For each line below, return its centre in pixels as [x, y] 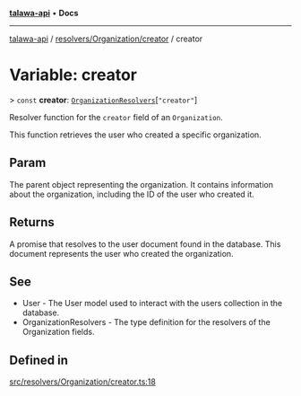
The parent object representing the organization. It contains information [141, 184]
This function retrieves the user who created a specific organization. [135, 135]
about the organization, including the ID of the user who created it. [132, 194]
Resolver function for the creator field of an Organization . [116, 117]
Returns [32, 222]
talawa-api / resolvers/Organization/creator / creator [106, 39]
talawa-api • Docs [44, 13]
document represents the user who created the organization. [122, 253]
